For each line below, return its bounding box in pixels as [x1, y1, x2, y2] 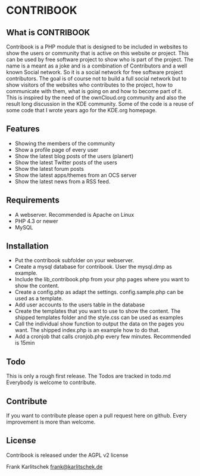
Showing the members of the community [14, 140, 115, 147]
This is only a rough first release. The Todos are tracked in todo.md [6, 373, 171, 380]
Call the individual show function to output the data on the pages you [14, 320, 185, 327]
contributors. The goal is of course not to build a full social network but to [6, 75, 187, 82]
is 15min [14, 339, 35, 346]
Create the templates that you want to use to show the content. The [14, 308, 180, 315]
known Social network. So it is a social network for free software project [6, 69, 183, 75]
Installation [6, 241, 49, 251]
